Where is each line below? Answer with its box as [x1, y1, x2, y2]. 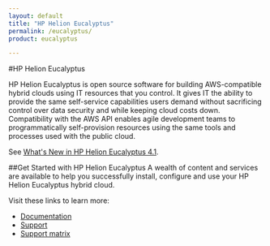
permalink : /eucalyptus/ [8, 27, 92, 35]
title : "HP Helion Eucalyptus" [8, 19, 114, 28]
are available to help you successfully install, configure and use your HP [8, 171, 249, 181]
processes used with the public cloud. [8, 132, 136, 141]
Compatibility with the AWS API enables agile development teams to [8, 114, 236, 124]
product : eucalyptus [8, 34, 79, 43]
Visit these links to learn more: [8, 196, 109, 205]
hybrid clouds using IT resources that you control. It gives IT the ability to [8, 88, 253, 98]
